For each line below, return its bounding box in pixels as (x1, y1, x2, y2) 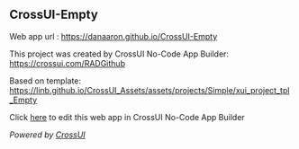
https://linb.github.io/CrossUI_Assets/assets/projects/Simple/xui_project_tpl (9, 84, 290, 95)
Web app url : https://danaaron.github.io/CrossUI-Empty (9, 31, 218, 41)
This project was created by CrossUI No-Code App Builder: (9, 48, 230, 59)
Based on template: (9, 75, 82, 86)
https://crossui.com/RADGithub (9, 57, 126, 68)
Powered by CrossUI (9, 129, 86, 140)
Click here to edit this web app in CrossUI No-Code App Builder (9, 111, 245, 122)
